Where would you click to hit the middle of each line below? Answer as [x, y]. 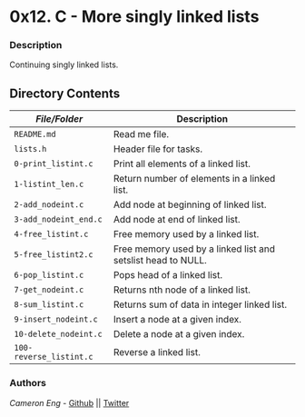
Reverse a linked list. [157, 352]
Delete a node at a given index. [179, 334]
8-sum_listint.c [49, 305]
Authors [28, 383]
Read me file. [141, 134]
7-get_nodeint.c [49, 290]
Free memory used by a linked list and [194, 249]
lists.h [30, 149]
